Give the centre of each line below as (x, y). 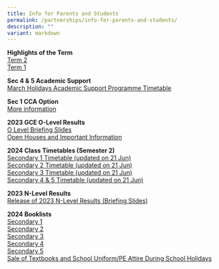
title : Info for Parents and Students (63, 14)
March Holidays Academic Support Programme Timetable (89, 88)
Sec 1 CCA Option (33, 102)
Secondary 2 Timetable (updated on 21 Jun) (70, 165)
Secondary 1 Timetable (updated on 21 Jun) (69, 158)
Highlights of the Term (40, 53)
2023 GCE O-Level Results (46, 123)
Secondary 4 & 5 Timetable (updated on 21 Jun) (75, 180)
